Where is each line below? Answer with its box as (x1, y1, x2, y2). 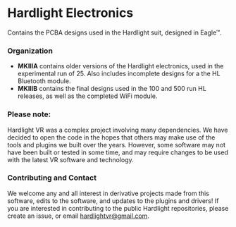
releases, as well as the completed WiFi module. (17, 92, 158, 100)
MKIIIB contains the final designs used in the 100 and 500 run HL (17, 85, 206, 93)
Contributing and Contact (7, 173, 97, 183)
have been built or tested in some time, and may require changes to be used (7, 148, 229, 157)
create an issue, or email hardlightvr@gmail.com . (7, 211, 150, 220)
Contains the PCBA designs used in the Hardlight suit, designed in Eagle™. (7, 28, 222, 37)
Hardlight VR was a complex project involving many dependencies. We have (7, 125, 228, 134)
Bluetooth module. (17, 77, 71, 85)
